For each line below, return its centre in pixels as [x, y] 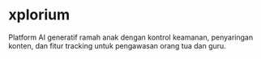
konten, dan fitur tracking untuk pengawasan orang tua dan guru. [118, 45]
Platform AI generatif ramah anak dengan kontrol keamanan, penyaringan [131, 37]
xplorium [39, 15]
